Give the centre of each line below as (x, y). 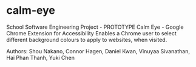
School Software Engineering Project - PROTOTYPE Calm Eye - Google (95, 27)
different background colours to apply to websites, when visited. (87, 39)
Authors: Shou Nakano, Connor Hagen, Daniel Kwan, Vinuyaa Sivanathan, (98, 51)
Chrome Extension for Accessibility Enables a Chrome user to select (92, 33)
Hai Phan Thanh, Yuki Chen (40, 57)
